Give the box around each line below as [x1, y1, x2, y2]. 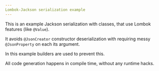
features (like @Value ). [5, 26, 50, 32]
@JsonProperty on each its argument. [5, 41, 80, 47]
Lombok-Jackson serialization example [5, 7, 85, 12]
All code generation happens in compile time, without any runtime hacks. [5, 60, 155, 66]
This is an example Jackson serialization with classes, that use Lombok [5, 21, 151, 27]
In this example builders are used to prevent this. [5, 51, 105, 57]
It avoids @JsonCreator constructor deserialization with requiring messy [5, 36, 151, 42]
